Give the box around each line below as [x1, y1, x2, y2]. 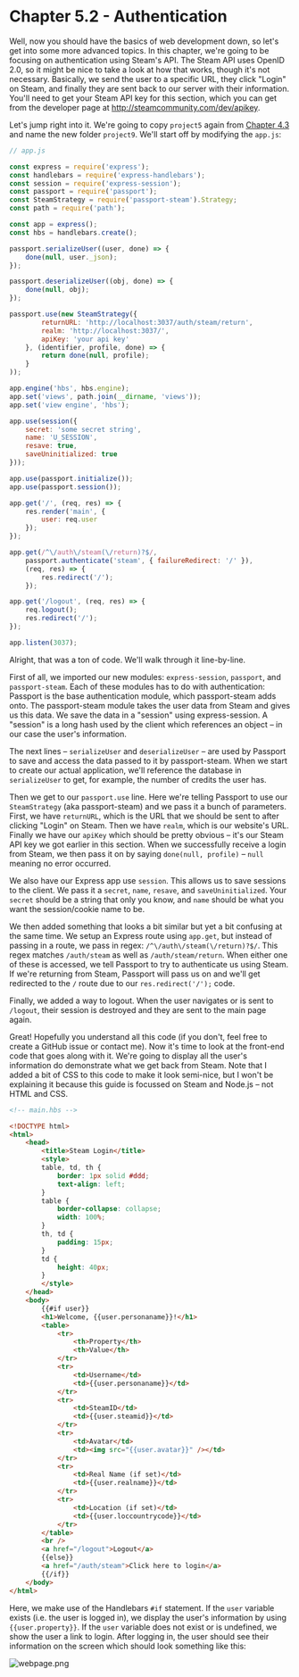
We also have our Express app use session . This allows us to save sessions [9, 875, 287, 885]
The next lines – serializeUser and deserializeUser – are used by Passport [9, 745, 287, 756]
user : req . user [41, 515, 98, 524]
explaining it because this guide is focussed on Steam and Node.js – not [9, 1078, 274, 1090]
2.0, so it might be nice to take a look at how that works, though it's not [9, 64, 270, 75]
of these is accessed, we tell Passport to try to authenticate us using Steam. [9, 959, 289, 969]
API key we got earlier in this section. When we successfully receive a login [9, 839, 287, 850]
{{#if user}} [41, 1304, 90, 1313]
